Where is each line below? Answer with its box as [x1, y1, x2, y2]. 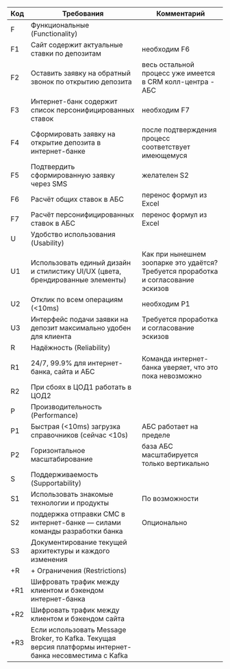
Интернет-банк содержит [30, 97, 118, 106]
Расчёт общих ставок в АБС [30, 195, 125, 204]
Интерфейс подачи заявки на [30, 315, 129, 324]
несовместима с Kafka [52, 651, 129, 660]
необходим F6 [141, 45, 190, 54]
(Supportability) [30, 478, 82, 488]
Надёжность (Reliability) [30, 343, 111, 352]
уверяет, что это [163, 363, 218, 372]
